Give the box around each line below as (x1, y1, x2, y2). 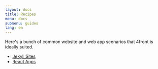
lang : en (5, 25, 23, 30)
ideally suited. (5, 44, 33, 50)
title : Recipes (5, 12, 36, 17)
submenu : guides (5, 21, 38, 26)
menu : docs (5, 16, 28, 21)
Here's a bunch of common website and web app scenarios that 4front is (5, 39, 154, 45)
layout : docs (5, 7, 32, 12)
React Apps (12, 59, 36, 65)
